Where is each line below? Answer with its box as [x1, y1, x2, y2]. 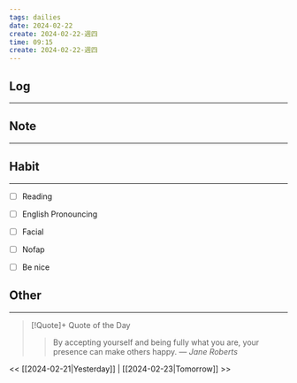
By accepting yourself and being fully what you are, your [52, 337, 260, 348]
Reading [21, 191, 53, 202]
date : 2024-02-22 [9, 21, 73, 30]
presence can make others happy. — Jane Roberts [52, 346, 239, 356]
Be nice [21, 262, 50, 272]
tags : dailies [9, 12, 62, 22]
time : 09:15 [9, 37, 53, 47]
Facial [21, 226, 44, 237]
